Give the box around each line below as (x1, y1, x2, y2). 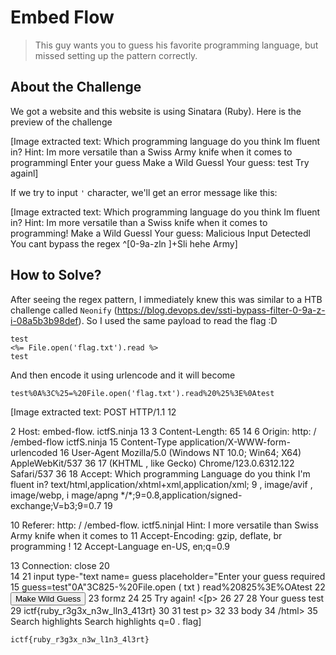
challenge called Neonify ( (10, 304, 118, 316)
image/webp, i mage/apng (10, 489, 119, 501)
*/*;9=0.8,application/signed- (120, 489, 243, 501)
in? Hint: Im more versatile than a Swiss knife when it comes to (10, 216, 268, 228)
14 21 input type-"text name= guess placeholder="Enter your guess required (10, 570, 326, 582)
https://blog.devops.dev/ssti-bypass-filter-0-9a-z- (116, 304, 326, 316)
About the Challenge (10, 79, 142, 96)
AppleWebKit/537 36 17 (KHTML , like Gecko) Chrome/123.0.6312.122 (10, 457, 295, 469)
